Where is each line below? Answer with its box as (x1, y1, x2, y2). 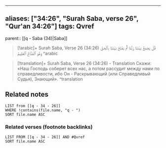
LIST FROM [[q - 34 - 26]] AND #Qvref (5, 134, 85, 140)
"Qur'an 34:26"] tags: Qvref (5, 22, 94, 31)
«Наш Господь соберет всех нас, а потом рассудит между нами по (17, 65, 160, 72)
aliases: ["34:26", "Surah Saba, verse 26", (5, 14, 139, 23)
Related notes (5, 90, 48, 99)
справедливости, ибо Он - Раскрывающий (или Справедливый (17, 71, 151, 76)
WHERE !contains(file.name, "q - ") (5, 108, 81, 112)
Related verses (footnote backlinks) (5, 123, 93, 130)
